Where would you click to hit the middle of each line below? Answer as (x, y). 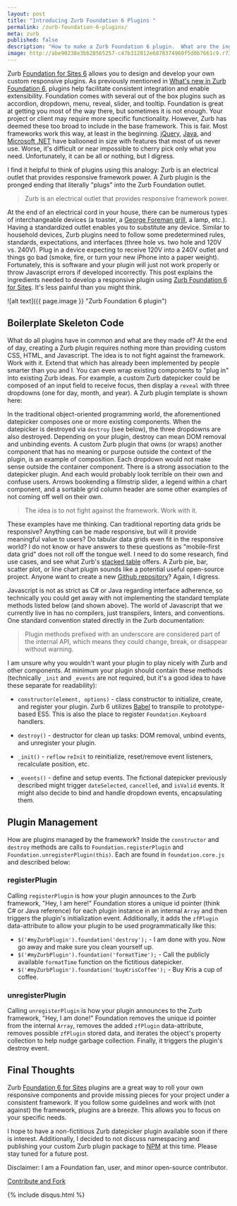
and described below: (39, 862)
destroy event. (28, 1048)
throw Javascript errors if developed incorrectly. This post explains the (110, 272)
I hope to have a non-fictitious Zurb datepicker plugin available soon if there (117, 1131)
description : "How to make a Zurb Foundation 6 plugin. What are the (113, 47)
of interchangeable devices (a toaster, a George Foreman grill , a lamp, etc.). (117, 219)
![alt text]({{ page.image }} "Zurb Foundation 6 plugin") (87, 300)
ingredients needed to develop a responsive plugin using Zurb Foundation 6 (117, 279)
